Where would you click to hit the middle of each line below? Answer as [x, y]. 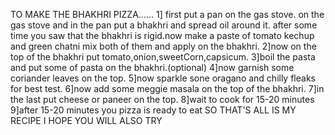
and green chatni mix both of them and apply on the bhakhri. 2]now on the [163, 46]
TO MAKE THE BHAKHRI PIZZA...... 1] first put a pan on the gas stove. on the [167, 14]
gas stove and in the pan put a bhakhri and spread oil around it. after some [164, 25]
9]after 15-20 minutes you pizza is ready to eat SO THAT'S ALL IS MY [153, 110]
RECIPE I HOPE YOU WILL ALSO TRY [86, 120]
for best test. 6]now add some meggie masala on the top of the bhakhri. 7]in [167, 88]
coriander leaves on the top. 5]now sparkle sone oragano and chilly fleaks [163, 78]
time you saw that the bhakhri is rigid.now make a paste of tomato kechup [162, 35]
